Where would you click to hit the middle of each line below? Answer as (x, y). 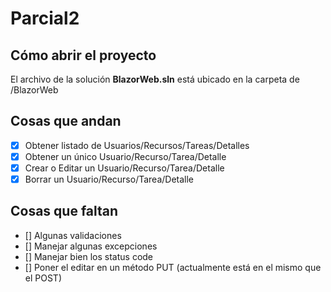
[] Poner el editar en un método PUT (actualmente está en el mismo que (173, 267)
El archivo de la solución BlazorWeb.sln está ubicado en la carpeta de (155, 79)
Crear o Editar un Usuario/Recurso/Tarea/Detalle (124, 168)
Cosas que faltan (64, 211)
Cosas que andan (66, 121)
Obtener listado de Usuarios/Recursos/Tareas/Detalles (137, 145)
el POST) (43, 278)
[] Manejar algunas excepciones (91, 246)
